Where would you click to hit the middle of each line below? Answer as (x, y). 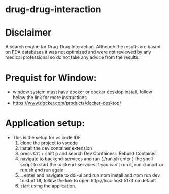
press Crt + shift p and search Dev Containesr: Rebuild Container (88, 154)
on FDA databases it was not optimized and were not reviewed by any (78, 52)
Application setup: (45, 123)
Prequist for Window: (51, 78)
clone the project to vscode (49, 143)
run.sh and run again (42, 170)
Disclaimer (28, 33)
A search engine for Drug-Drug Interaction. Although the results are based (83, 47)
